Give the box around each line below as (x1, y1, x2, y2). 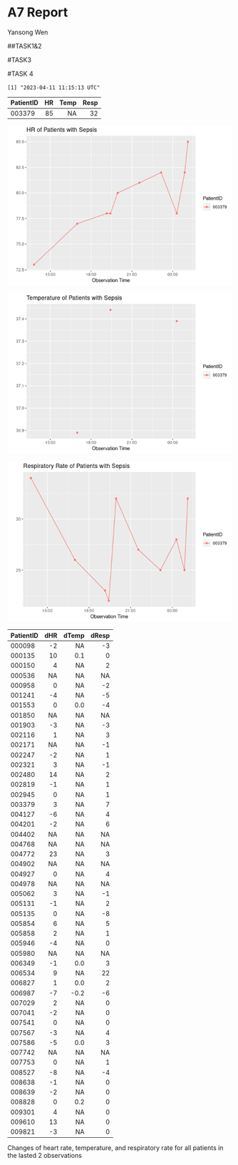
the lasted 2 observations (7, 1151, 82, 1159)
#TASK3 (7, 55, 32, 64)
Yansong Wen (7, 28, 48, 36)
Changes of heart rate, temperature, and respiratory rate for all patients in (7, 1143, 224, 1152)
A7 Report (7, 4, 68, 21)
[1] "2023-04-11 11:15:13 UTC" (7, 83, 100, 91)
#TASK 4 (7, 69, 33, 78)
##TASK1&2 (7, 41, 42, 50)
